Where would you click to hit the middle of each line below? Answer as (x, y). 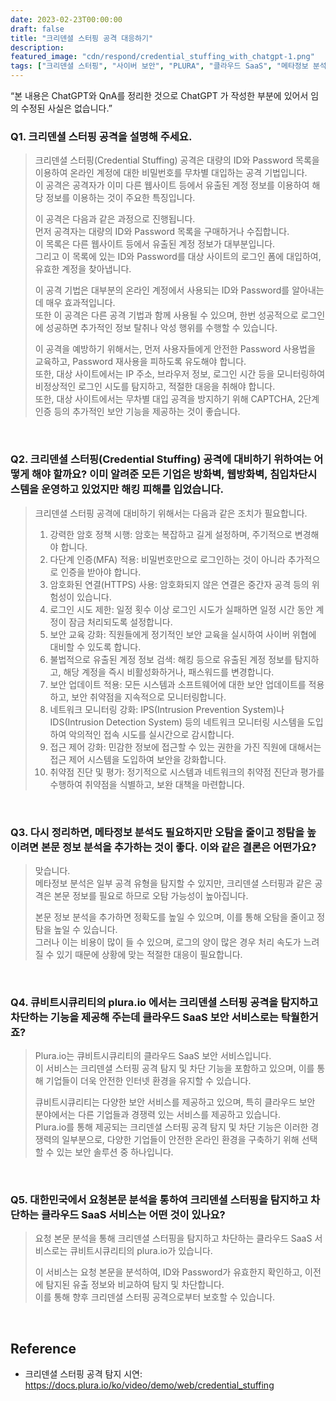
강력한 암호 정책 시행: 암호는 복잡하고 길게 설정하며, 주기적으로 (171, 534)
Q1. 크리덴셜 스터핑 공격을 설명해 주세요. (101, 136)
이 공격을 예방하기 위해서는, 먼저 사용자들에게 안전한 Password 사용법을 (175, 349)
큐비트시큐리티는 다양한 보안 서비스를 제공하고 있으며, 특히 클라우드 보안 (175, 1102)
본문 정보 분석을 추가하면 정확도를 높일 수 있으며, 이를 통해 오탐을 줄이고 (174, 917)
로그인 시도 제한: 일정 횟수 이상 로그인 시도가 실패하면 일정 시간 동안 (181, 609)
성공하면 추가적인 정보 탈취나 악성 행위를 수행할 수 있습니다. (161, 328)
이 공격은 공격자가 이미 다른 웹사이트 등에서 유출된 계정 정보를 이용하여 (172, 185)
